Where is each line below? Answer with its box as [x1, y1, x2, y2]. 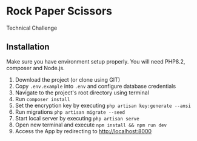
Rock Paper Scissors [6, 4, 112, 18]
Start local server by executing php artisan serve [15, 114, 139, 122]
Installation [6, 42, 50, 52]
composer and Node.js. [6, 64, 65, 71]
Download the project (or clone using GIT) [15, 76, 121, 83]
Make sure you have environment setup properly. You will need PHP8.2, [6, 57, 185, 65]
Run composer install [15, 95, 70, 102]
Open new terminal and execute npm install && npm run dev [15, 121, 167, 128]
